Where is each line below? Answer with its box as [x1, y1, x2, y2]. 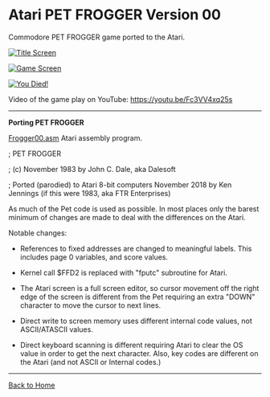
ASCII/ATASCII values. [19, 324, 94, 334]
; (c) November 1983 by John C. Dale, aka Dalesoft [8, 164, 176, 174]
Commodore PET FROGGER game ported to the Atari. [8, 32, 186, 42]
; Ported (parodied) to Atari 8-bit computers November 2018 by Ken [8, 179, 232, 190]
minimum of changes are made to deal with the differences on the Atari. [8, 212, 247, 222]
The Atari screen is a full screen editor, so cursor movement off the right [19, 283, 260, 293]
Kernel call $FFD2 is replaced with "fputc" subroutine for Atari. [19, 268, 227, 277]
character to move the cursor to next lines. [19, 300, 162, 310]
